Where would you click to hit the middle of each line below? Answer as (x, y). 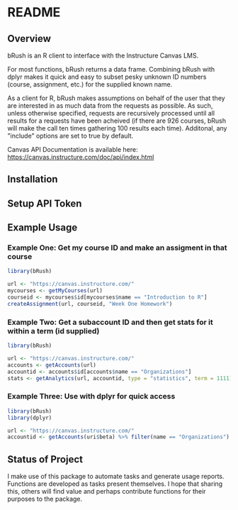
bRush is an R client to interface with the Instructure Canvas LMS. (103, 55)
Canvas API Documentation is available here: (73, 149)
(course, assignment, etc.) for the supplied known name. (90, 84)
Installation (33, 179)
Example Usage (42, 228)
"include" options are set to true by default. (70, 136)
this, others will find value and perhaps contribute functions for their (107, 492)
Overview (29, 39)
